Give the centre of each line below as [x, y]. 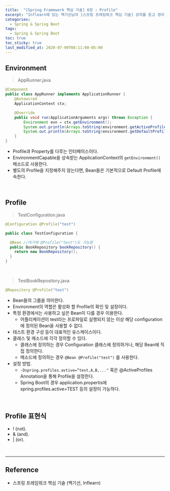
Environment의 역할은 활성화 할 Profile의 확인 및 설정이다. [70, 306]
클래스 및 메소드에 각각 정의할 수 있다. [50, 338]
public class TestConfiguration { [42, 233]
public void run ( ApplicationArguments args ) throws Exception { [83, 117]
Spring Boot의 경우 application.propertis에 [63, 382]
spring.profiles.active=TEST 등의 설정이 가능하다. [70, 389]
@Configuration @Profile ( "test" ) [40, 224]
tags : [11, 29]
